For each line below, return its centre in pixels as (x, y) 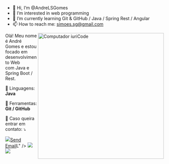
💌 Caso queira (20, 118)
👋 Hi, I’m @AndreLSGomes (40, 8)
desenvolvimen (21, 57)
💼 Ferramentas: (21, 103)
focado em (16, 52)
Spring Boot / (19, 73)
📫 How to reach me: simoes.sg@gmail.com (58, 24)
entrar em (15, 124)
